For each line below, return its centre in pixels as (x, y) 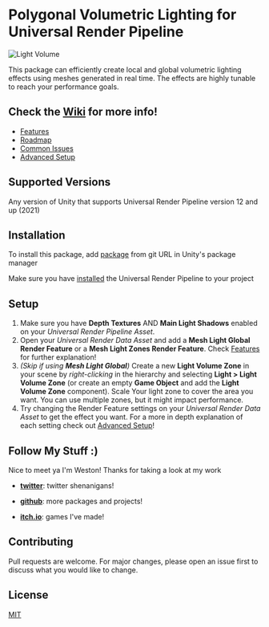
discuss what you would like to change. (73, 570)
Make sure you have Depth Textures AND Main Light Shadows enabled (139, 324)
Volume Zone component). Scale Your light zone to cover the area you (137, 392)
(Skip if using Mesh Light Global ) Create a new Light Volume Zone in (134, 366)
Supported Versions (59, 182)
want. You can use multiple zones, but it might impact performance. (132, 400)
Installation (37, 235)
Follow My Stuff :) (53, 451)
